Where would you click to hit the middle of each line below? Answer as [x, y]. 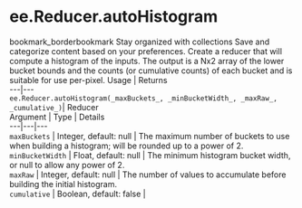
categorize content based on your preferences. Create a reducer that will [146, 51]
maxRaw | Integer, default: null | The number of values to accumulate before [148, 175]
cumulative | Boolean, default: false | [78, 194]
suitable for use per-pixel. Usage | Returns [88, 80]
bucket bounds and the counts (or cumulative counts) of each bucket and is [151, 71]
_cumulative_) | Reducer [54, 107]
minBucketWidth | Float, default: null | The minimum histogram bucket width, [150, 155]
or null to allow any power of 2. [67, 165]
